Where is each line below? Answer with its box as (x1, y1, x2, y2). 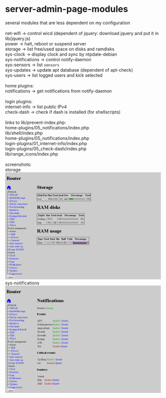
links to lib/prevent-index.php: (5, 119, 66, 125)
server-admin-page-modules (5, 3, 128, 15)
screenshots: (5, 161, 32, 167)
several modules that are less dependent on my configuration (5, 20, 130, 26)
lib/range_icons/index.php (5, 151, 58, 157)
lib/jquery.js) (5, 36, 31, 41)
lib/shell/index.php (5, 130, 43, 136)
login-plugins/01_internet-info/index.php (5, 140, 87, 146)
